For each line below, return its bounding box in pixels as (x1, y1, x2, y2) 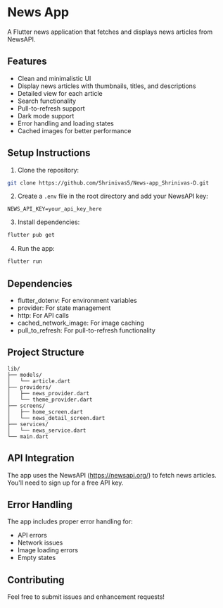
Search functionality (17, 97, 76, 105)
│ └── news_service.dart (7, 427, 87, 434)
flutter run (7, 258, 42, 265)
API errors (17, 531, 47, 540)
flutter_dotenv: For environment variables (17, 297, 137, 304)
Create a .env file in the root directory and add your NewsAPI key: (17, 192, 209, 201)
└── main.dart (7, 433, 49, 440)
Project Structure (7, 347, 84, 359)
